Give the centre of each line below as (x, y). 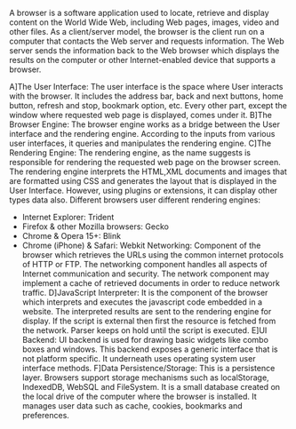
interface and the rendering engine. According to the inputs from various (142, 134)
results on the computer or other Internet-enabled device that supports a (142, 60)
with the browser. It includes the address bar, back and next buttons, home (146, 96)
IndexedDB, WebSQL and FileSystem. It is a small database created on (151, 387)
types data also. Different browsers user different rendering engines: (135, 200)
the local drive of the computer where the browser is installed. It (139, 396)
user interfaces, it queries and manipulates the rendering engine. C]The (140, 143)
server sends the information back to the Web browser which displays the (144, 51)
